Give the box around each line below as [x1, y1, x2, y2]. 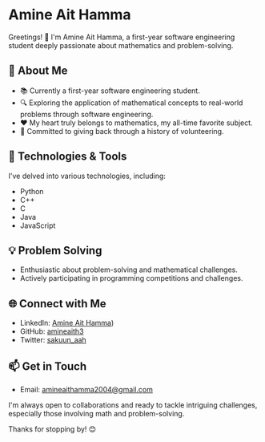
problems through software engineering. [19, 109, 154, 119]
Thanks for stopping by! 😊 [8, 424, 97, 434]
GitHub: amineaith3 [19, 326, 84, 336]
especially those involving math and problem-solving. [8, 409, 185, 418]
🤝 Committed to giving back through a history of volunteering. [19, 126, 224, 136]
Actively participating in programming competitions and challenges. [19, 274, 243, 283]
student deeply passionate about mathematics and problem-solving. [8, 40, 234, 50]
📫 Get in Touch [8, 359, 87, 373]
